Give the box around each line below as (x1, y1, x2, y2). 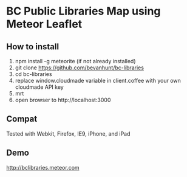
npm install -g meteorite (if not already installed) (15, 58, 136, 64)
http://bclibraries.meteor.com (6, 164, 80, 171)
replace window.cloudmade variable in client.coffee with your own (15, 77, 181, 84)
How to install (6, 41, 59, 52)
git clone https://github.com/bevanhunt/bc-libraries (15, 64, 144, 71)
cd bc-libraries (15, 71, 53, 77)
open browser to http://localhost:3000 (15, 96, 111, 103)
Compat (6, 114, 38, 124)
